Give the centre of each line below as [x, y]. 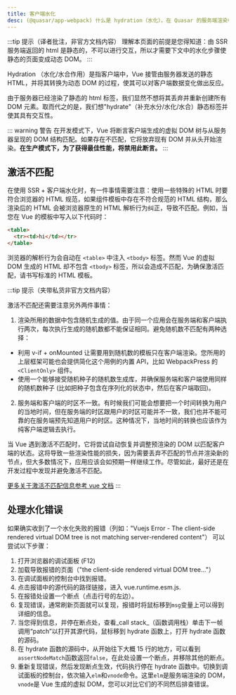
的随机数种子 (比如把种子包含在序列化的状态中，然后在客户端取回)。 [116, 387]
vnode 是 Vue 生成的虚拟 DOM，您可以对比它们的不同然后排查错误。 [115, 684]
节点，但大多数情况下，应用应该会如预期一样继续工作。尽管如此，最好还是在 [118, 461]
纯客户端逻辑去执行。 [48, 429]
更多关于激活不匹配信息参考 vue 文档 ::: [64, 485]
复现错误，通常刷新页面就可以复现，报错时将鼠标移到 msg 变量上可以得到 [121, 605]
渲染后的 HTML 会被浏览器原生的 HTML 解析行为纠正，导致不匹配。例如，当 [118, 208]
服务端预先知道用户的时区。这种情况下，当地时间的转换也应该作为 [131, 420]
